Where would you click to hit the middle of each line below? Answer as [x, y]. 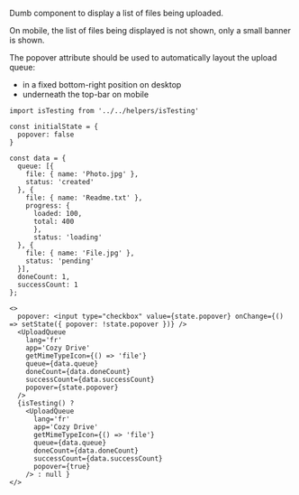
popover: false [46, 135]
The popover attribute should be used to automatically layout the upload [143, 57]
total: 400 [54, 221]
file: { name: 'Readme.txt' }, [84, 198]
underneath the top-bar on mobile [86, 94]
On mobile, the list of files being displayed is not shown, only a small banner [150, 30]
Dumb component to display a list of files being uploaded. [116, 13]
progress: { [48, 206]
